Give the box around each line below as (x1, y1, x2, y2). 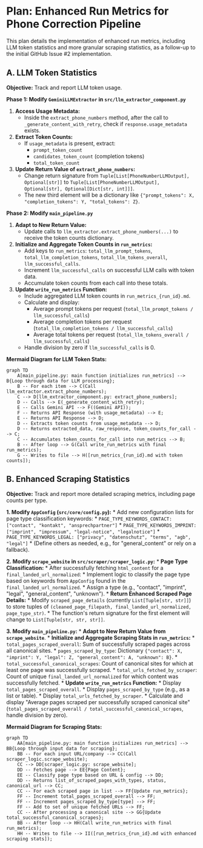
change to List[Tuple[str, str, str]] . (6, 616, 105, 623)
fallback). (6, 546, 30, 553)
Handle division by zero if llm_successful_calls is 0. (24, 344, 156, 351)
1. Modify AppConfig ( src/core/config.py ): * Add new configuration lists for (6, 508, 194, 515)
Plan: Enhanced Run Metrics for (6, 4, 169, 18)
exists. (24, 126, 41, 134)
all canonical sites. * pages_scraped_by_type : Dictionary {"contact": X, (6, 646, 183, 654)
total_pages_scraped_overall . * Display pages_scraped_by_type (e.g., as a (6, 685, 190, 693)
